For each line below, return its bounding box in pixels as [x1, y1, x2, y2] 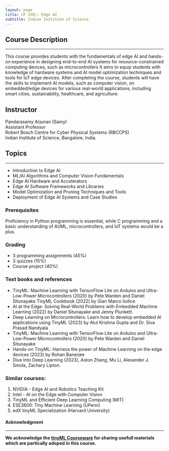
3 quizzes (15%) [12, 258, 46, 264]
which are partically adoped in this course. [5, 440, 97, 446]
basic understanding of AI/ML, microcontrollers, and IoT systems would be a [5, 223, 163, 229]
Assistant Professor [5, 124, 46, 130]
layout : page [5, 7, 33, 13]
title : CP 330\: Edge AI [5, 12, 57, 17]
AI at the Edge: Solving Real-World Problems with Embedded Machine [12, 303, 157, 309]
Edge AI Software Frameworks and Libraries [12, 183, 104, 189]
